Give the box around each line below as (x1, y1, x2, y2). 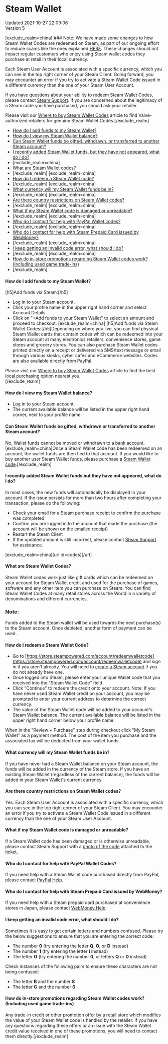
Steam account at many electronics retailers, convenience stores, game (12, 336, 161, 342)
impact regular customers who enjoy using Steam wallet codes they (5, 51, 145, 57)
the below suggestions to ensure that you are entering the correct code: (5, 933, 154, 939)
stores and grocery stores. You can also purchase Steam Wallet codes (12, 342, 158, 348)
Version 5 (5, 25, 25, 31)
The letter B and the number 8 (12, 978, 75, 985)
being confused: (5, 968, 39, 975)
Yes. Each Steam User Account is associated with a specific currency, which (5, 799, 163, 805)
